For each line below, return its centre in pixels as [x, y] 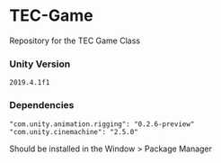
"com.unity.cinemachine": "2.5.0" [74, 131]
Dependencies [42, 105]
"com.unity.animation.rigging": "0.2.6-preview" [102, 124]
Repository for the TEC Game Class [75, 41]
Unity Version [40, 64]
